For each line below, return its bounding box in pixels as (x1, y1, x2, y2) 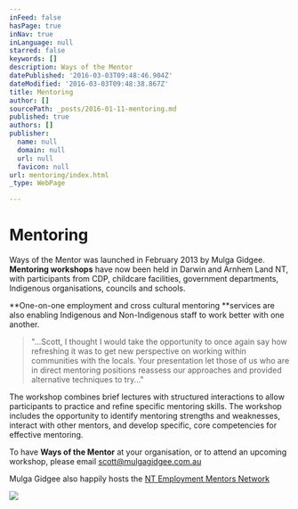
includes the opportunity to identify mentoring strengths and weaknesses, (9, 411, 280, 422)
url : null (17, 153, 53, 163)
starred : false (9, 46, 66, 55)
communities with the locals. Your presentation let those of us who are (30, 356, 290, 366)
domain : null (17, 145, 66, 154)
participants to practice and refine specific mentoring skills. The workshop (9, 401, 282, 412)
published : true (9, 112, 69, 121)
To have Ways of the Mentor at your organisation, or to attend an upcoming (9, 447, 287, 457)
